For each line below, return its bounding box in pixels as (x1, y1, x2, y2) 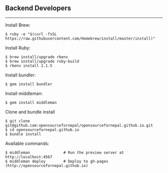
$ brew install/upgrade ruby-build (5, 58, 79, 64)
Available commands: (5, 140, 49, 146)
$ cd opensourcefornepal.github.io (5, 127, 79, 132)
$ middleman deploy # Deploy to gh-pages (5, 158, 108, 164)
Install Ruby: (5, 44, 31, 50)
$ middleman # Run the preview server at (5, 150, 124, 155)
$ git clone (5, 118, 30, 123)
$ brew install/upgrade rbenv (5, 54, 68, 59)
